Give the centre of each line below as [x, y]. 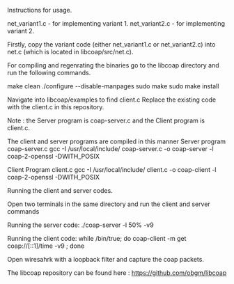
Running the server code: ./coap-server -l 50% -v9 [81, 225]
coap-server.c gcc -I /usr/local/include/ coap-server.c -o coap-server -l [110, 149]
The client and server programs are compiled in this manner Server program [117, 141]
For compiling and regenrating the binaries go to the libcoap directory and [113, 65]
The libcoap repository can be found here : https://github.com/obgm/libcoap [117, 273]
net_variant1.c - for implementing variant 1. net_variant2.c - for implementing [116, 23]
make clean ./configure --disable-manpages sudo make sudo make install [113, 86]
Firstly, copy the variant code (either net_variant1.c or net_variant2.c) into [111, 44]
